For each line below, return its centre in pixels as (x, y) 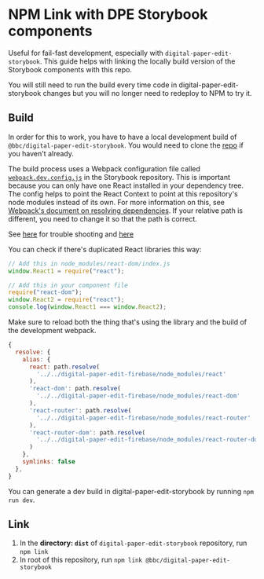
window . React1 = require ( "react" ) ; (66, 271)
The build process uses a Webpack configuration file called (104, 169)
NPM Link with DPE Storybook (108, 15)
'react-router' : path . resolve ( (80, 410)
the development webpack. (52, 330)
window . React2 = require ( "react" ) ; (66, 300)
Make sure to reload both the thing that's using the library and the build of (128, 322)
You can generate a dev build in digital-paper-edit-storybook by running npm (131, 491)
